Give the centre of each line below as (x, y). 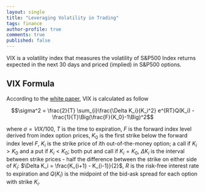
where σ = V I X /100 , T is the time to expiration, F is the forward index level (99, 129)
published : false (28, 40)
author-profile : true (34, 29)
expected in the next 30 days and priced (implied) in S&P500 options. (94, 64)
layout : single (26, 12)
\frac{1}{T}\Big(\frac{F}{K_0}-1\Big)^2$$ (103, 117)
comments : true (26, 35)
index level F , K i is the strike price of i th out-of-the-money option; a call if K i (102, 144)
